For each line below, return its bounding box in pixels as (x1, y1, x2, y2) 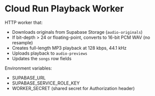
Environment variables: (5, 65, 52, 71)
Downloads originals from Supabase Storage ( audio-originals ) (12, 29, 143, 35)
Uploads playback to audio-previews (12, 50, 88, 56)
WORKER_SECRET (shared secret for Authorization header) (12, 85, 135, 91)
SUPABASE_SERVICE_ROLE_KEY (12, 80, 80, 86)
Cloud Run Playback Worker (5, 3, 124, 14)
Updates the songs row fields (12, 55, 72, 61)
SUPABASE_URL (12, 75, 46, 81)
